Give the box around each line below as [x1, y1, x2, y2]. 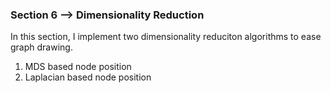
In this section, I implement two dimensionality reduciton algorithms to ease [10, 31, 322, 43]
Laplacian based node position [24, 71, 152, 83]
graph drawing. [10, 41, 73, 53]
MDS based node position [24, 61, 132, 73]
